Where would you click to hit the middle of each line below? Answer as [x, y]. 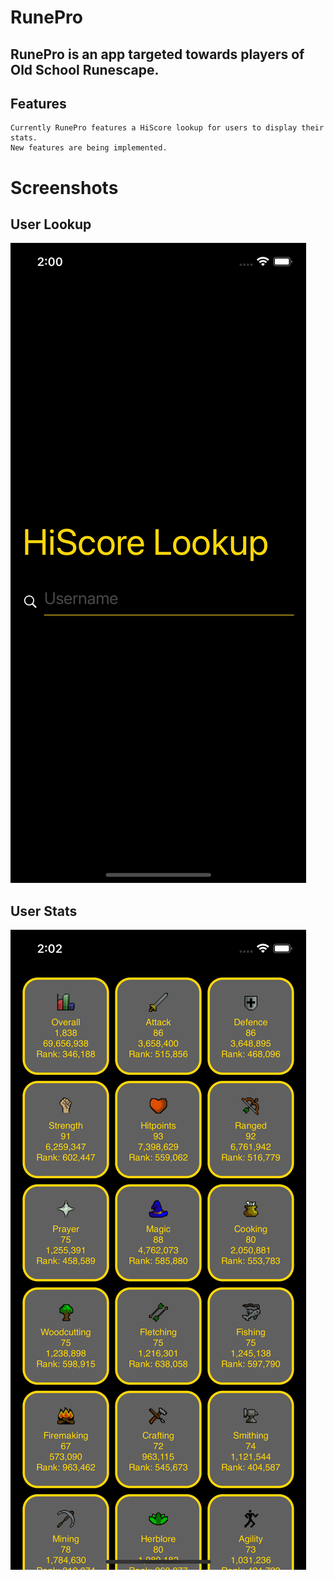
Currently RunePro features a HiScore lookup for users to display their [167, 128]
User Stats [44, 911]
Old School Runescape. [85, 69]
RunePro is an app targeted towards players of [157, 54]
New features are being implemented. [89, 148]
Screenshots [64, 187]
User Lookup [51, 224]
